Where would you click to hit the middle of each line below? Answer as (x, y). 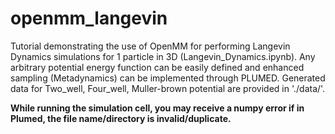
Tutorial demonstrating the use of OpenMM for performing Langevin (150, 46)
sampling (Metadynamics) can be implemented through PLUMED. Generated (168, 78)
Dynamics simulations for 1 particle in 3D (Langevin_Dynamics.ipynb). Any (163, 56)
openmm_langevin (89, 18)
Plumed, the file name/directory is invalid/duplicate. (121, 118)
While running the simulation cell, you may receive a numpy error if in (157, 108)
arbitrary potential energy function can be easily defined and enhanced (157, 67)
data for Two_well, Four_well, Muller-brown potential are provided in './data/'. (168, 88)
